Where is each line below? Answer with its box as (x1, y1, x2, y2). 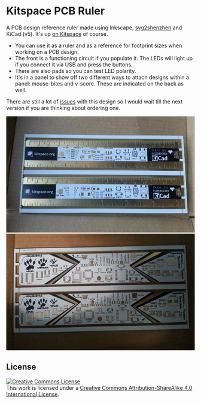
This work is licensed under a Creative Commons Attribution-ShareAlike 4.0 (6, 384, 193, 391)
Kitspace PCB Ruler (6, 4, 105, 18)
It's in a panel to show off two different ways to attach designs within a (14, 74, 190, 81)
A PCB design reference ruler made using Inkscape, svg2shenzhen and (6, 24, 182, 31)
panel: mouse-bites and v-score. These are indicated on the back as (14, 80, 184, 87)
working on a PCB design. (14, 48, 79, 55)
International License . (6, 390, 60, 398)
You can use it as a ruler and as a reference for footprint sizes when (14, 42, 182, 49)
